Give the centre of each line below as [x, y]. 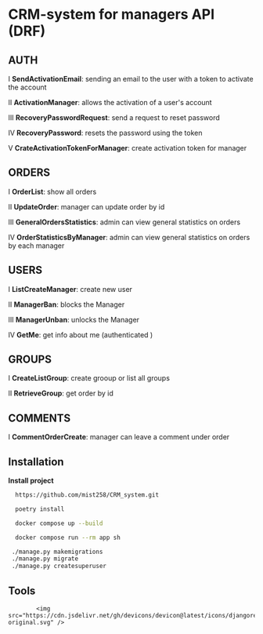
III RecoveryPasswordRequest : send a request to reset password [114, 118]
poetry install [40, 509]
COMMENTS [40, 418]
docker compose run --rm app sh [68, 537]
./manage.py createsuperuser [59, 567]
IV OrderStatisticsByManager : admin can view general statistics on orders [129, 237]
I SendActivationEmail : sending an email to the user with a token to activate [131, 79]
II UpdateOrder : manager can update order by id [86, 206]
